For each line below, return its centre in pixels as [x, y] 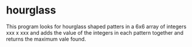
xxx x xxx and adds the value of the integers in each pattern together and [95, 32]
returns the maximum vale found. [46, 39]
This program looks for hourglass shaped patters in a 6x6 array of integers [96, 26]
